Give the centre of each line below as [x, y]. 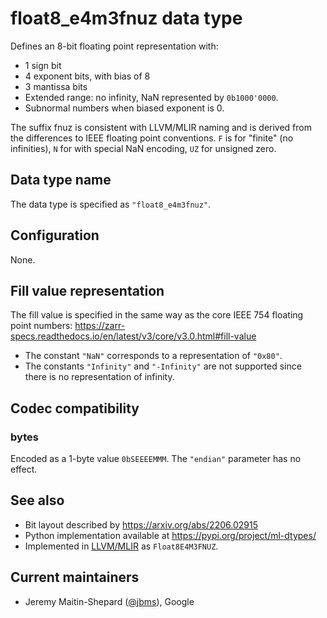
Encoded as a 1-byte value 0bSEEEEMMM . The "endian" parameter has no [156, 459]
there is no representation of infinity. [99, 377]
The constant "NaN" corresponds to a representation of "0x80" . [153, 356]
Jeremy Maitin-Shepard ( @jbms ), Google [109, 601]
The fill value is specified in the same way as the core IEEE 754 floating [157, 315]
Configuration [55, 235]
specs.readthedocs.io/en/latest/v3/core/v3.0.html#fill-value [133, 336]
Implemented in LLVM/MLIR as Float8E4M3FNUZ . [121, 546]
